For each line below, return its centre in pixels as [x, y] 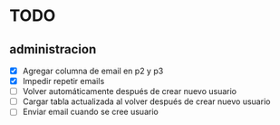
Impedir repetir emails [63, 82]
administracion [53, 49]
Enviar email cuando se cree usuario [90, 112]
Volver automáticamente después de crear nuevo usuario [130, 91]
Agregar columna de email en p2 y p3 [93, 71]
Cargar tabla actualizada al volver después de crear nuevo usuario [146, 101]
